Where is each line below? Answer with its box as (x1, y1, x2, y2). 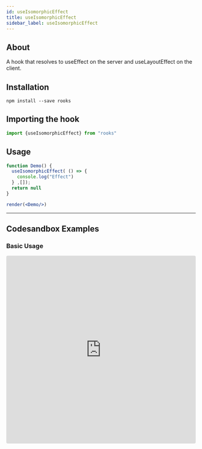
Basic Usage (6, 242, 44, 250)
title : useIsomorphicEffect (6, 14, 77, 20)
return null (11, 185, 42, 191)
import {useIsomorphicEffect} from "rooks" (6, 130, 117, 136)
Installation (6, 82, 49, 92)
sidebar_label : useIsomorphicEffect (6, 20, 98, 26)
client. (6, 64, 22, 72)
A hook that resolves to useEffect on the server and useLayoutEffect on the (6, 58, 192, 66)
